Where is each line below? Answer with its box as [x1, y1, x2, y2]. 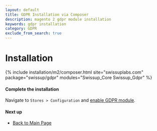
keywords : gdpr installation [5, 21, 66, 27]
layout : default [5, 7, 39, 13]
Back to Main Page [12, 120, 52, 126]
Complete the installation [5, 86, 59, 92]
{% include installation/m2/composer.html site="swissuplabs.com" [5, 69, 143, 75]
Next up [5, 109, 23, 115]
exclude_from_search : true [5, 31, 62, 36]
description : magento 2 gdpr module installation [5, 17, 112, 22]
